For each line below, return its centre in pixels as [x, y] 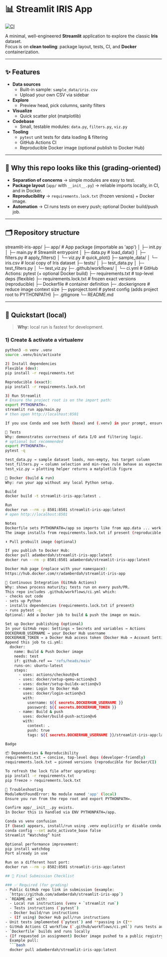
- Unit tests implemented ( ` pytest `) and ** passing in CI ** [69, 922]
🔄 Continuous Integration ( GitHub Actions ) [51, 583]
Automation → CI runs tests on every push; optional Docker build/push [85, 206]
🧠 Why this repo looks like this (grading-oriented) [83, 168]
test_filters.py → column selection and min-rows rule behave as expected [84, 465]
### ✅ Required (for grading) [37, 885]
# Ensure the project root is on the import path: [59, 400]
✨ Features [23, 72]
